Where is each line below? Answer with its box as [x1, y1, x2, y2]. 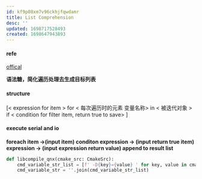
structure [6, 90, 31, 97]
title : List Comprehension [6, 14, 74, 20]
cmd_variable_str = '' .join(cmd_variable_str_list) [17, 167, 149, 174]
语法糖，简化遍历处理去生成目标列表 [6, 76, 96, 83]
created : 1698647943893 [6, 31, 66, 37]
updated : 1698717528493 [6, 25, 66, 32]
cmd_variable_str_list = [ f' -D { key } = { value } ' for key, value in [17, 162, 187, 168]
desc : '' [6, 20, 28, 26]
